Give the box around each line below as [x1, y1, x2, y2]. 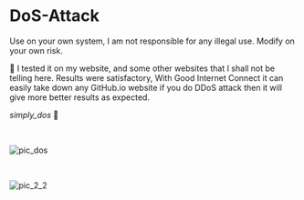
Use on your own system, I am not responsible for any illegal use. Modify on [9, 35, 295, 46]
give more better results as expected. [9, 92, 151, 103]
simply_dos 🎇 [9, 109, 59, 120]
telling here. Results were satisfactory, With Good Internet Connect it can [9, 72, 284, 83]
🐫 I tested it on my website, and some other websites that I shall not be [9, 63, 276, 74]
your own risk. [9, 45, 64, 55]
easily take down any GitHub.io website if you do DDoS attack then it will [9, 82, 283, 93]
